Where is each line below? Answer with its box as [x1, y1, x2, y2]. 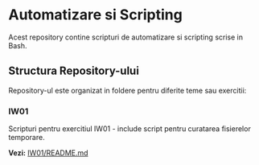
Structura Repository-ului [8, 64, 139, 78]
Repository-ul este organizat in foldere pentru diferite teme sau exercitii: [8, 85, 247, 95]
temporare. [8, 133, 46, 142]
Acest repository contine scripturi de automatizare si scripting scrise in [8, 32, 244, 42]
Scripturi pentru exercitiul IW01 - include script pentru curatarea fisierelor [8, 124, 251, 134]
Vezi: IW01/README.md [8, 148, 88, 158]
